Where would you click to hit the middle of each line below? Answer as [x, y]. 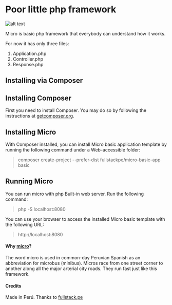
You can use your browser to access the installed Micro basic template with [85, 219]
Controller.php [28, 59]
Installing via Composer [44, 81]
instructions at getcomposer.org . [40, 116]
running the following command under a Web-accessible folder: [73, 149]
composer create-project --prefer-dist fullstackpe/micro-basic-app [89, 160]
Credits [13, 285]
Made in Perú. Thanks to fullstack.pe [44, 297]
